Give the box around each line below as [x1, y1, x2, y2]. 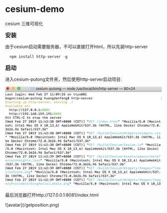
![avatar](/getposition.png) [5, 202, 60, 208]
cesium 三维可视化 [5, 20, 43, 26]
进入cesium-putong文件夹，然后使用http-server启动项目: [5, 76, 122, 82]
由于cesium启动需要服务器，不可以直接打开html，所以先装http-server [5, 43, 148, 49]
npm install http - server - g [9, 54, 68, 59]
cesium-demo [5, 3, 65, 15]
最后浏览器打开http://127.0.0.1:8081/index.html [5, 192, 99, 198]
